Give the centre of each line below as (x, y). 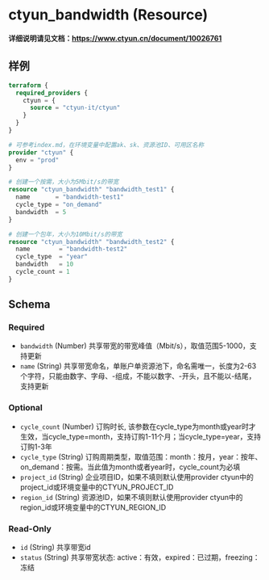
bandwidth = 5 (41, 212)
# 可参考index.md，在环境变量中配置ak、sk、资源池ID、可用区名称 (106, 145)
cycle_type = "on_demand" (59, 204)
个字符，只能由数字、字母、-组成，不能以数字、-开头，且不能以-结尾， (138, 376)
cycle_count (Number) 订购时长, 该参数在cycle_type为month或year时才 (138, 427)
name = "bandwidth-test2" (72, 249)
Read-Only (30, 528)
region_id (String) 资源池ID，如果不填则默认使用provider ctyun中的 (131, 497)
